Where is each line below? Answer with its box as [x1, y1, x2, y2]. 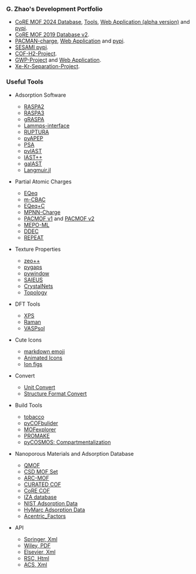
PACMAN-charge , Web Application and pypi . [14, 38, 125, 45]
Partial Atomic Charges [14, 178, 72, 185]
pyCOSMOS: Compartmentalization [23, 438, 111, 446]
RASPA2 [23, 103, 45, 110]
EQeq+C [23, 202, 45, 209]
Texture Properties [14, 245, 61, 253]
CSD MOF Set [23, 468, 59, 475]
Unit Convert [23, 383, 56, 391]
